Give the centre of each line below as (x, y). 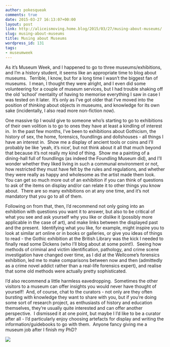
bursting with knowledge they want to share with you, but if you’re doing (81, 297)
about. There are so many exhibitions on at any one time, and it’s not (77, 191)
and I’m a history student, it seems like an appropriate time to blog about (81, 72)
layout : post (19, 24)
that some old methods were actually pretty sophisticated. (66, 271)
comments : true (21, 15)
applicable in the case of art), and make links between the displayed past (82, 222)
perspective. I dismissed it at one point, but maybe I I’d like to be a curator (83, 313)
